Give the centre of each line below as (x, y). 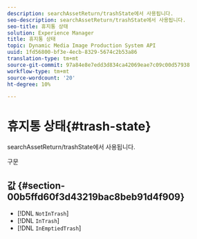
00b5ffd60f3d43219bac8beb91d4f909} (96, 197)
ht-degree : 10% (29, 84)
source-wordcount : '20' (41, 78)
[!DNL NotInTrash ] (43, 213)
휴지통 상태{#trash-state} (79, 127)
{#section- (41, 185)
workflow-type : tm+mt (38, 71)
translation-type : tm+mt (43, 59)
